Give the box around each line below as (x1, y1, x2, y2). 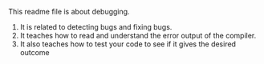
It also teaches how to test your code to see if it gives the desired (19, 39, 237, 49)
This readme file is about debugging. (8, 7, 130, 16)
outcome (19, 48, 50, 57)
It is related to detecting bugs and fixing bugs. (19, 22, 173, 31)
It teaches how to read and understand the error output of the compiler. (19, 31, 257, 40)
